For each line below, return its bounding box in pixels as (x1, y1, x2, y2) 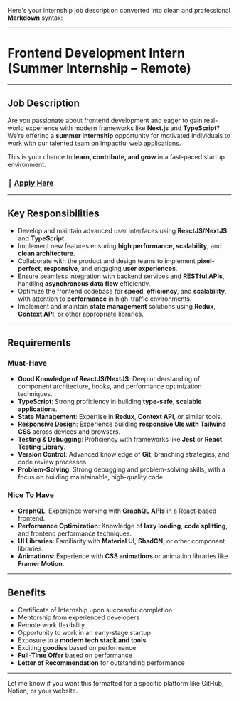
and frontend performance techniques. (17, 529, 132, 538)
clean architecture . (17, 249, 75, 257)
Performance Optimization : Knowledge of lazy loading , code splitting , (17, 521, 228, 530)
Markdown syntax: (7, 14, 63, 22)
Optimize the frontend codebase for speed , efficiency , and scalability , (17, 287, 227, 295)
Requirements (7, 337, 71, 349)
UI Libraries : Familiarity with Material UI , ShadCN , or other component (17, 536, 225, 545)
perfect (17, 264, 41, 272)
